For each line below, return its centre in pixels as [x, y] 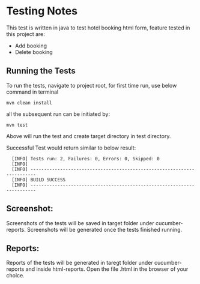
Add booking [31, 46]
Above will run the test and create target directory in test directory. [89, 136]
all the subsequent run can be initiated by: [58, 114]
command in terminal [32, 92]
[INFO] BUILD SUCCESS [39, 180]
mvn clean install [29, 103]
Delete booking [34, 52]
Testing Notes [42, 11]
